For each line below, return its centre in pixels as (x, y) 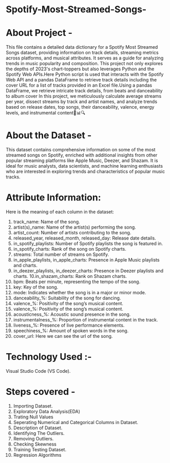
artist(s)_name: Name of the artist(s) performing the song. (75, 227)
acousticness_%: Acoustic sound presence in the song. (72, 314)
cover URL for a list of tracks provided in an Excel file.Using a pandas (79, 85)
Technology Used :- (49, 357)
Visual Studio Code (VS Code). (38, 371)
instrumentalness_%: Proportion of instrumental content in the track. (86, 320)
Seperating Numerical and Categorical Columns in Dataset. (75, 422)
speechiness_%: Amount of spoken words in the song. (71, 331)
